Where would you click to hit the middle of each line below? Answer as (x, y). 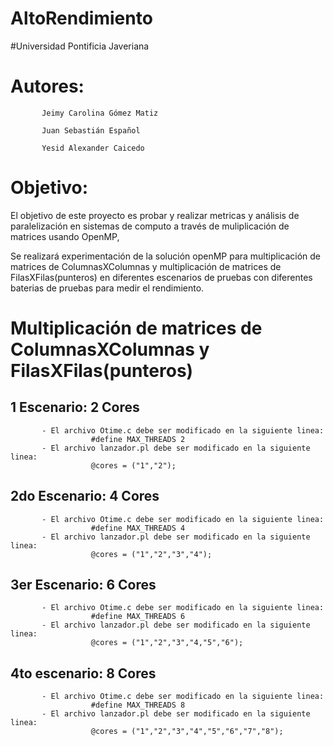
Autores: (47, 86)
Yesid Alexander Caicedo (93, 148)
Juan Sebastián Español (91, 130)
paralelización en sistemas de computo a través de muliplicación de (150, 226)
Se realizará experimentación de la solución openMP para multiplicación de (166, 256)
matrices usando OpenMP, (65, 236)
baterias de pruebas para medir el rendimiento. (107, 288)
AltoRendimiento (81, 18)
